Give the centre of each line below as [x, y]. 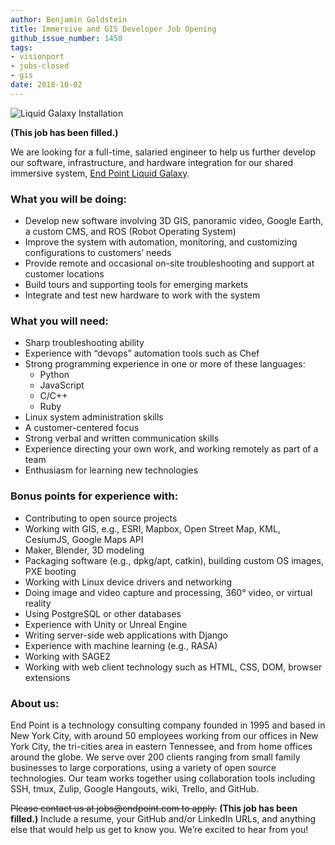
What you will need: [59, 321]
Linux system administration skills [94, 417]
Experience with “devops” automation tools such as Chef [142, 353]
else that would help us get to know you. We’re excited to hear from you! [159, 829]
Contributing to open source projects [101, 518]
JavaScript [62, 385]
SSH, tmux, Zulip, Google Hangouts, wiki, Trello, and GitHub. [135, 788]
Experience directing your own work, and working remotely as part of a [171, 449]
